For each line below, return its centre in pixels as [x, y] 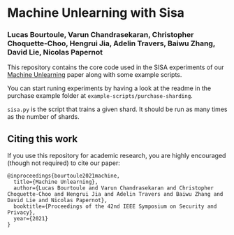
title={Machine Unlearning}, [56, 182]
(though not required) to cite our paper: [64, 163]
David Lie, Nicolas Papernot [55, 52]
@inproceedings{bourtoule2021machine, [64, 176]
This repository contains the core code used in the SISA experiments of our [116, 67]
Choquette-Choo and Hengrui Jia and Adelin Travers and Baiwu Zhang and [115, 194]
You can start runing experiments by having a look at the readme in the [109, 88]
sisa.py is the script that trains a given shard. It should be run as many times [117, 109]
